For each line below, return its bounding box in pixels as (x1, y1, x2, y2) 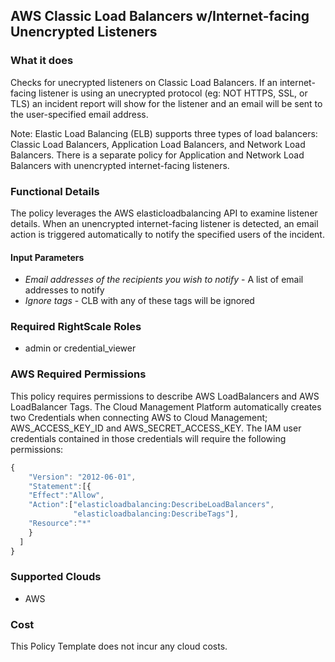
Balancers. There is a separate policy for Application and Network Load (10, 149, 305, 161)
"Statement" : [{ (28, 481, 92, 491)
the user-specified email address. (10, 108, 149, 120)
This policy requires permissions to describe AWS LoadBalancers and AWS (10, 390, 320, 402)
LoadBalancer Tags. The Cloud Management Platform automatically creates (10, 400, 322, 413)
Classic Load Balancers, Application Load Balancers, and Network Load (10, 138, 306, 150)
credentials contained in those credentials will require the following (10, 432, 287, 444)
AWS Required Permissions (10, 367, 147, 381)
